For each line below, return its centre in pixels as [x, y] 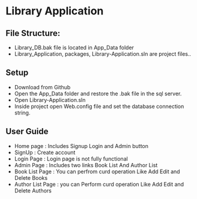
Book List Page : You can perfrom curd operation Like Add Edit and [97, 171]
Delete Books [31, 177]
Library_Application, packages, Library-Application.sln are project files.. [103, 54]
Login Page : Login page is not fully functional [71, 159]
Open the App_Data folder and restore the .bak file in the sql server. [98, 94]
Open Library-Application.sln [50, 99]
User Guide [27, 132]
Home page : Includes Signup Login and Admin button [81, 146]
